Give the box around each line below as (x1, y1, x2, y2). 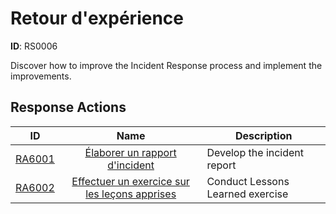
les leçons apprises (85, 187, 177, 201)
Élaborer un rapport (84, 145, 177, 159)
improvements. (10, 70, 72, 82)
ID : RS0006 (10, 40, 58, 52)
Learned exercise (206, 187, 289, 201)
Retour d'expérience (10, 7, 184, 30)
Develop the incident (206, 145, 305, 159)
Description (234, 128, 293, 142)
